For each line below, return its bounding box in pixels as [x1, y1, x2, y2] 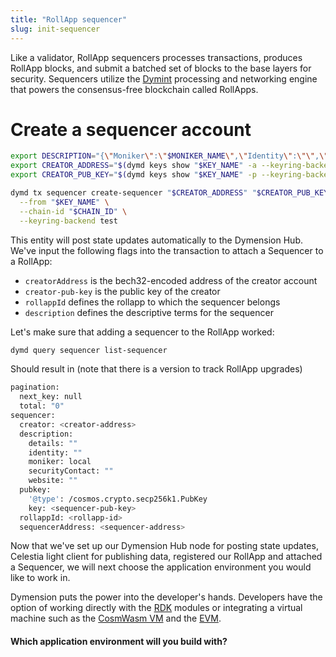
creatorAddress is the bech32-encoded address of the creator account [24, 274, 318, 286]
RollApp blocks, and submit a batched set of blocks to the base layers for [10, 62, 312, 74]
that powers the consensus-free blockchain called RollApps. [10, 83, 259, 95]
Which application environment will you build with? [10, 636, 228, 648]
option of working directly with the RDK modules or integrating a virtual [10, 602, 303, 614]
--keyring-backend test [19, 216, 118, 226]
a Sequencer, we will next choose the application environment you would [10, 561, 312, 573]
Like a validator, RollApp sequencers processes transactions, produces [10, 51, 303, 63]
